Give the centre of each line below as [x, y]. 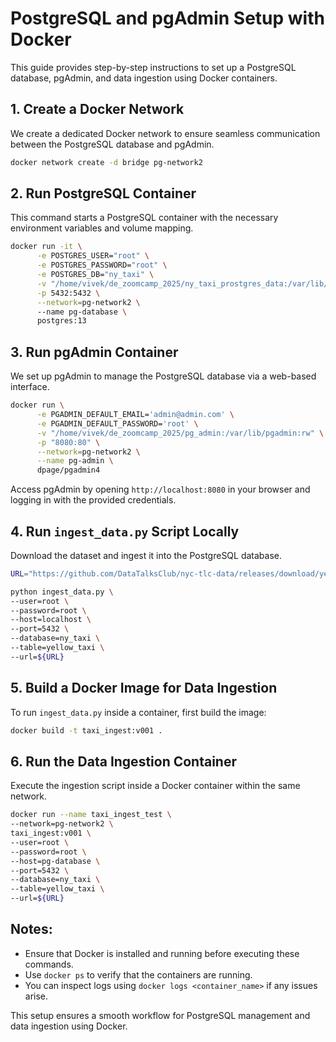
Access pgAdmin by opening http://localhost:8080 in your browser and [160, 489]
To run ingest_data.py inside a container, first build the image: [138, 712]
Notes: [31, 929]
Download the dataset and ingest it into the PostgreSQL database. [146, 555]
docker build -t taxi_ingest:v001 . [86, 730]
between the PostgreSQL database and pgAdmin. [112, 144]
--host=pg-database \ [55, 861]
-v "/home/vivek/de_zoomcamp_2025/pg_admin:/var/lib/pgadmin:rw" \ [180, 433]
